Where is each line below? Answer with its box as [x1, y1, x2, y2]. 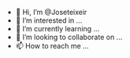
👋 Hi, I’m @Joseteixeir [15, 8, 87, 16]
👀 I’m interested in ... [15, 16, 83, 25]
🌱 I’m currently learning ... [15, 24, 100, 33]
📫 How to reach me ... [15, 42, 89, 50]
